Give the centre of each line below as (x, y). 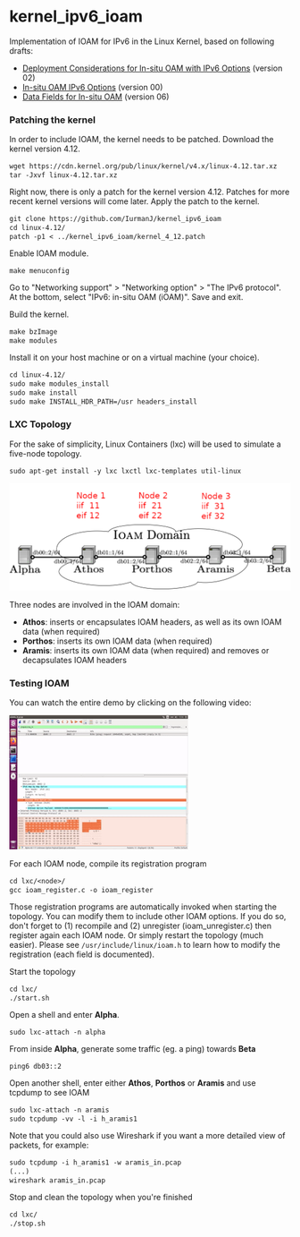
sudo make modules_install (59, 384)
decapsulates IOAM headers (75, 660)
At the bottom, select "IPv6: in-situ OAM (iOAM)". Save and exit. (126, 297)
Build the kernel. (39, 314)
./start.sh (29, 998)
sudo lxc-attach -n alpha (57, 1032)
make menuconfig (39, 271)
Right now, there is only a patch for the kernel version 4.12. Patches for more (150, 192)
